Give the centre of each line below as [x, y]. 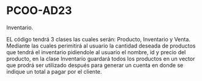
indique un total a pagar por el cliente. [54, 71]
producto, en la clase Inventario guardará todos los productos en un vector [101, 58]
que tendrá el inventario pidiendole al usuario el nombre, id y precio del [96, 52]
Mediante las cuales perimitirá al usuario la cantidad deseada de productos [101, 46]
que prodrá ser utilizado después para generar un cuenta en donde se [95, 65]
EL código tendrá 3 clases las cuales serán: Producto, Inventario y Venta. [99, 39]
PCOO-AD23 [39, 11]
